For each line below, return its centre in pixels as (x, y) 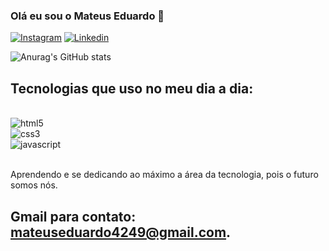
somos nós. (34, 185)
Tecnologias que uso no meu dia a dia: (132, 88)
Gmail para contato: (73, 216)
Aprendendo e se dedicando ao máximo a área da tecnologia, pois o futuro (164, 175)
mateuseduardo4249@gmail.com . (121, 232)
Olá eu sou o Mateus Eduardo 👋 (87, 16)
